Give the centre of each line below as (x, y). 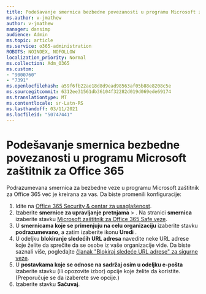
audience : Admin (27, 35)
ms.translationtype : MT (37, 97)
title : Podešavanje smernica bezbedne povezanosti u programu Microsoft (101, 12)
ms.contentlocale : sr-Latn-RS (45, 103)
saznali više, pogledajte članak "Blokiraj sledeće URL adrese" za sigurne (106, 252)
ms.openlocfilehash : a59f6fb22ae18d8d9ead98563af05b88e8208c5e (89, 86)
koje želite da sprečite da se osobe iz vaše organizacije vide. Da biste (103, 245)
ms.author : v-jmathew (34, 18)
